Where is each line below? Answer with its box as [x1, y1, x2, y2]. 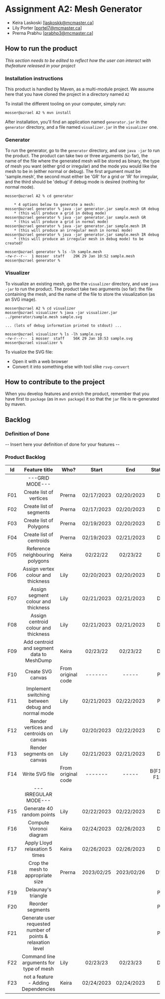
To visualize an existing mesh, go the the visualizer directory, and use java [5, 281, 159, 286]
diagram [28, 831, 48, 838]
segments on [23, 750, 54, 757]
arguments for [22, 959, 55, 966]
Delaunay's [25, 886, 52, 893]
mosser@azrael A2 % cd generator [5, 194, 74, 199]
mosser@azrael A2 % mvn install [5, 111, 71, 115]
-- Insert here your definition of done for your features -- [5, 441, 120, 448]
